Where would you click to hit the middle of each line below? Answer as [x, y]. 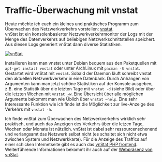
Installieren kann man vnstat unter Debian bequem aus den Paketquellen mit [81, 63]
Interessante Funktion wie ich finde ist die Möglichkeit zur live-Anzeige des [80, 104]
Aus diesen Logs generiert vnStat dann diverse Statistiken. [63, 44]
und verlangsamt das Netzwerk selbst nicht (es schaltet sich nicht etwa [76, 134]
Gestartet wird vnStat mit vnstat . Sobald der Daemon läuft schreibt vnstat [78, 73]
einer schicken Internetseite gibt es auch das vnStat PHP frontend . [71, 144]
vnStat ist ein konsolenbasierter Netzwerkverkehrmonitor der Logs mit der [79, 34]
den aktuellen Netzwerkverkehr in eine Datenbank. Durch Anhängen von [77, 78]
